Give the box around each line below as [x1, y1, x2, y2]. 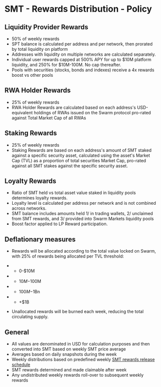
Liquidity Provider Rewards [4, 23, 89, 31]
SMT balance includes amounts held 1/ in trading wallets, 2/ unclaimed [11, 211, 153, 216]
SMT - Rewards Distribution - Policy [4, 3, 152, 15]
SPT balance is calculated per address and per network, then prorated [11, 41, 153, 47]
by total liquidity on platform [11, 46, 68, 52]
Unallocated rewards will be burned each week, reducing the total [11, 309, 144, 315]
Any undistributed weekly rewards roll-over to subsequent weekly [11, 372, 144, 378]
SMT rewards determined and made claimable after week [11, 367, 127, 373]
